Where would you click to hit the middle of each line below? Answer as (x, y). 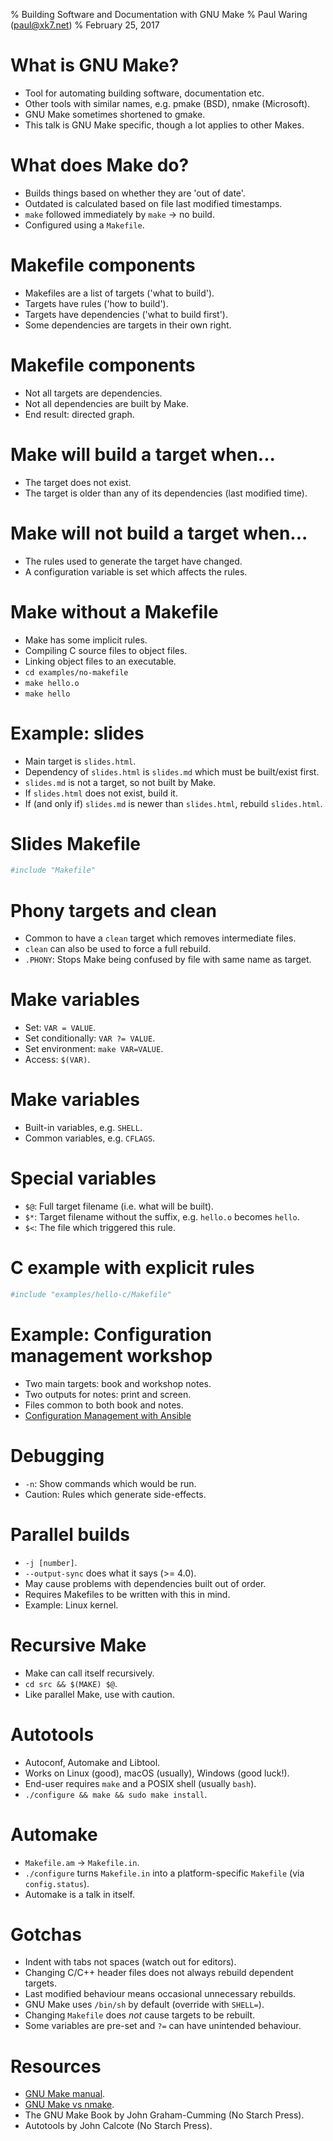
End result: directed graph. (79, 414)
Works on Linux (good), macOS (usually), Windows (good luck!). (157, 1773)
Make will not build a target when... (159, 533)
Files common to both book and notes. (104, 1405)
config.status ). (57, 1883)
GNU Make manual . (65, 2094)
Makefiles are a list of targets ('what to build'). (119, 293)
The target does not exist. (78, 482)
